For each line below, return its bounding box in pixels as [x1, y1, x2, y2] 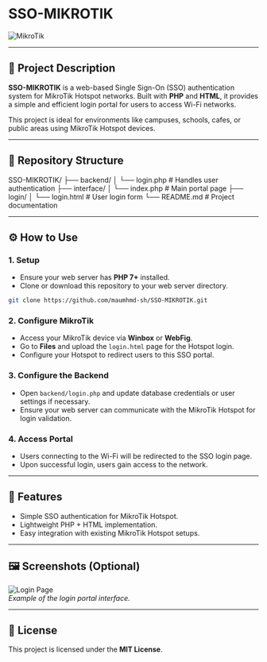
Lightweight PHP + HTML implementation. [19, 520, 157, 529]
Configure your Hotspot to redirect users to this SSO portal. [19, 350, 215, 360]
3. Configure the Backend [8, 370, 109, 381]
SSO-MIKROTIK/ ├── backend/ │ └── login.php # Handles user [8, 175, 219, 184]
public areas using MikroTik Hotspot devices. [8, 123, 156, 133]
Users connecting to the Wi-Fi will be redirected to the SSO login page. [19, 451, 253, 461]
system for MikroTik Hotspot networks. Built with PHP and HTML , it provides [8, 91, 258, 100]
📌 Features [8, 490, 63, 504]
